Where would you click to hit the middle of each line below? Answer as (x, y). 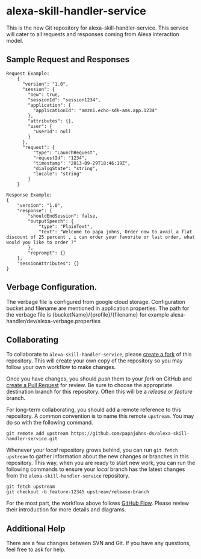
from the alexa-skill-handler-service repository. (68, 476)
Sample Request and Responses (68, 59)
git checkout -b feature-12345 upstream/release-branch (78, 492)
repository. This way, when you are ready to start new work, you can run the (101, 463)
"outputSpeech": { (51, 221)
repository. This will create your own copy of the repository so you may (94, 361)
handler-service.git (32, 439)
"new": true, (44, 95)
